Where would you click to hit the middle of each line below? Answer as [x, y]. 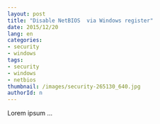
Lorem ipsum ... [30, 113]
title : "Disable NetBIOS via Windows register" [80, 21]
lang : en [20, 34]
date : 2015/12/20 [33, 27]
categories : [25, 40]
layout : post [27, 14]
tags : [15, 60]
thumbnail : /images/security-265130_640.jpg [74, 86]
